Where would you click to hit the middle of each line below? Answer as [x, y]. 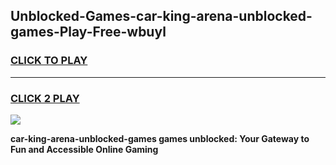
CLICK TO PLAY [49, 61]
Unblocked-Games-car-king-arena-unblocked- [161, 16]
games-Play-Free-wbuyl [88, 32]
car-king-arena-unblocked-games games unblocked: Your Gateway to [160, 138]
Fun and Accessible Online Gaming [84, 149]
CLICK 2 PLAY [45, 98]
